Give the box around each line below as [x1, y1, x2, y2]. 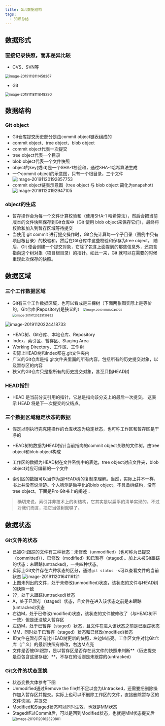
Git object [5, 122, 29, 129]
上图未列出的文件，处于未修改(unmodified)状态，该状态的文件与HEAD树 [12, 580, 159, 586]
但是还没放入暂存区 [25, 617, 65, 623]
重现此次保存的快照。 [12, 256, 56, 262]
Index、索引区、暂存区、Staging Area [12, 337, 89, 343]
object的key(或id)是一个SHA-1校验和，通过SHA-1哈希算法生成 [12, 164, 138, 170]
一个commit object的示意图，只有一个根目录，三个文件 [12, 171, 124, 177]
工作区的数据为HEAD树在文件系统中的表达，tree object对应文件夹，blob [12, 459, 159, 465]
